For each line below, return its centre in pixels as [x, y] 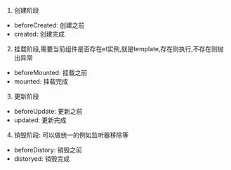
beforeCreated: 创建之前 [49, 25]
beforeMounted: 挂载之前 [51, 73]
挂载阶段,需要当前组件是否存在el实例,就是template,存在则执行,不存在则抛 [119, 49]
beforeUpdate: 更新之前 [48, 111]
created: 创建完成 [39, 34]
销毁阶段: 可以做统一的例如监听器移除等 [71, 135]
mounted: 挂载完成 [41, 81]
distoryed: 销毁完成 [42, 159]
